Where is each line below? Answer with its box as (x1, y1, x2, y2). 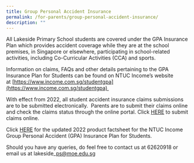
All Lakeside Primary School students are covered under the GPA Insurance (6, 36, 188, 43)
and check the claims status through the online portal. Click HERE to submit (6, 108, 189, 115)
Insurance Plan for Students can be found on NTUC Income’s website (6, 72, 174, 79)
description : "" (6, 19, 46, 25)
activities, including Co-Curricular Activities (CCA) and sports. (6, 54, 156, 62)
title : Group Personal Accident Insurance (6, 8, 111, 15)
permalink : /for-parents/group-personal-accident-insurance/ (6, 14, 159, 20)
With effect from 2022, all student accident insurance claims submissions (6, 96, 183, 103)
